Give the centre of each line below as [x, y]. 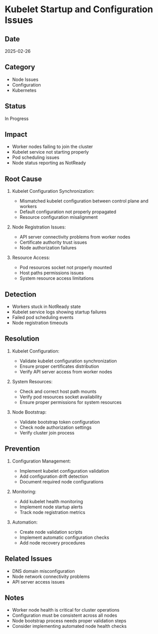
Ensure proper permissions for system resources [71, 402]
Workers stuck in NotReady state [46, 307]
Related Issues [28, 559]
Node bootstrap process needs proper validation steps [69, 621]
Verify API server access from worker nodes [66, 371]
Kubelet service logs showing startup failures [59, 312]
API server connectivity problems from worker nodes [75, 237]
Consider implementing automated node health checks [69, 626]
